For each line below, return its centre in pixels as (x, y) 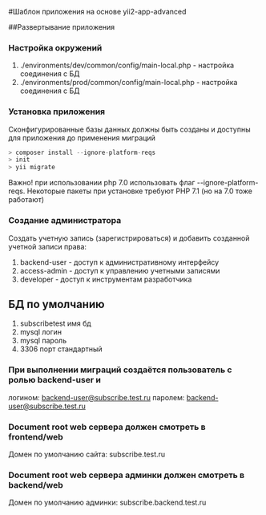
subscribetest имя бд (56, 323)
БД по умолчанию (56, 304)
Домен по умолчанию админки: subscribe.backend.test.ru (107, 503)
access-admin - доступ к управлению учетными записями (120, 270)
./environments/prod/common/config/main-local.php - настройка (129, 83)
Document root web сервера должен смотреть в (107, 427)
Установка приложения (57, 112)
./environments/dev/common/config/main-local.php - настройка (127, 65)
